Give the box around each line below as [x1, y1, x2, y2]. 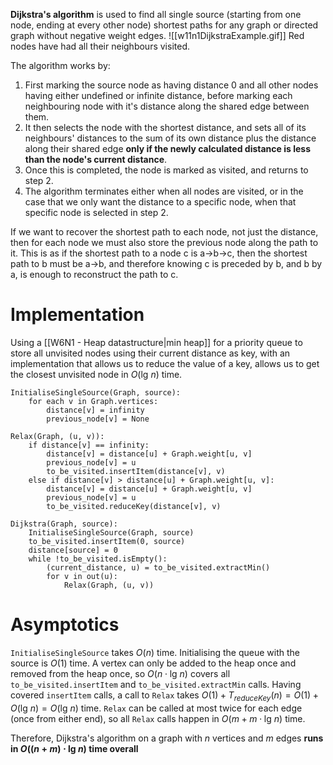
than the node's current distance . [24, 154, 168, 165]
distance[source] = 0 [28, 545, 118, 555]
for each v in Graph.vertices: [28, 396, 159, 406]
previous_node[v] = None [46, 414, 150, 424]
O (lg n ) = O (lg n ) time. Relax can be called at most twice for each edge [10, 702, 303, 714]
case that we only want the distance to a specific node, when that [24, 196, 297, 208]
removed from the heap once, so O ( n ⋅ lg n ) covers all [10, 667, 231, 679]
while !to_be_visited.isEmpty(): [28, 554, 168, 564]
